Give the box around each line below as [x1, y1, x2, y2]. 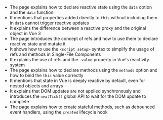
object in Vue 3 [9, 31, 41, 36]
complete [9, 99, 30, 104]
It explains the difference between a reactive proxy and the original [9, 25, 146, 31]
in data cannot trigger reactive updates [9, 20, 89, 26]
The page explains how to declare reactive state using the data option [9, 4, 152, 10]
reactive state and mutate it [9, 41, 66, 46]
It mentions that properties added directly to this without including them [9, 15, 158, 20]
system [9, 62, 25, 68]
